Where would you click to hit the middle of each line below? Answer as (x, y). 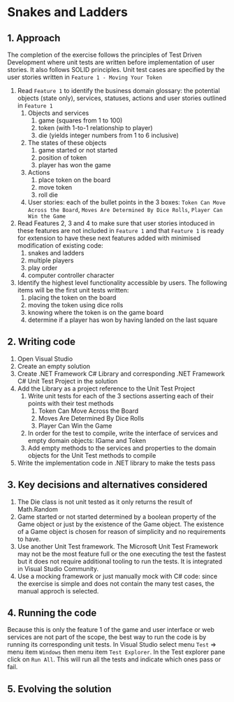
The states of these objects (67, 143)
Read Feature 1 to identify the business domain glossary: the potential (118, 91)
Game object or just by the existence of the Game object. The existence (120, 524)
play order (43, 268)
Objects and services (58, 113)
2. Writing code (41, 342)
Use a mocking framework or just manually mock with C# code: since (117, 576)
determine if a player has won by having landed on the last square (123, 320)
